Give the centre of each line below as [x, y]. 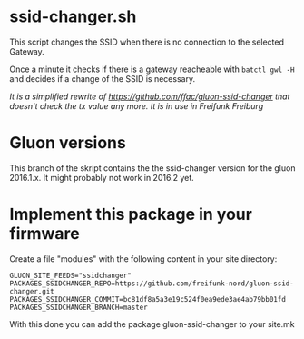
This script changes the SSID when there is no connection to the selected [147, 42]
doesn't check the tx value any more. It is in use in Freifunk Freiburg [137, 105]
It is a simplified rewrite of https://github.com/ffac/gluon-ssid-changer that [150, 96]
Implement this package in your [131, 214]
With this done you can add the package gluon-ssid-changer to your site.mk [152, 324]
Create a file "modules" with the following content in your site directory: [143, 259]
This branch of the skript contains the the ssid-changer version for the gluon [152, 168]
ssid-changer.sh [73, 17]
